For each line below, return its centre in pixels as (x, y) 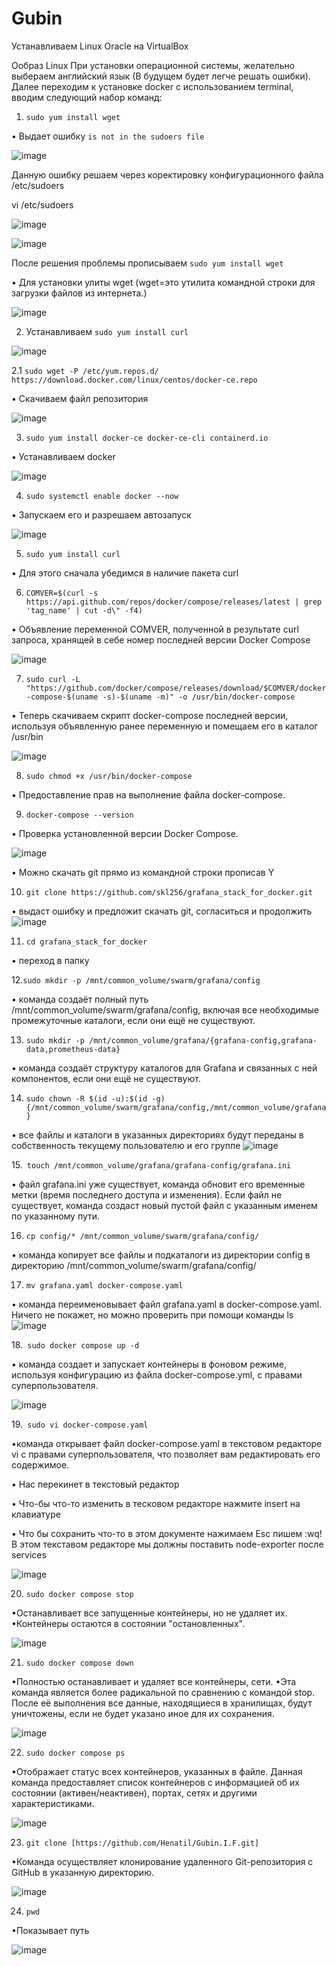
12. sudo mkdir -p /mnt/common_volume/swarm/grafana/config (136, 979)
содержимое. (40, 1464)
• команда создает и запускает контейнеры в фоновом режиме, (149, 1364)
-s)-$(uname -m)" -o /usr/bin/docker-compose (199, 697)
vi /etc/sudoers (42, 204)
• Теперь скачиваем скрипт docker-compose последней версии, (150, 715)
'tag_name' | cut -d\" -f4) (84, 610)
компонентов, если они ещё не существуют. (106, 1078)
